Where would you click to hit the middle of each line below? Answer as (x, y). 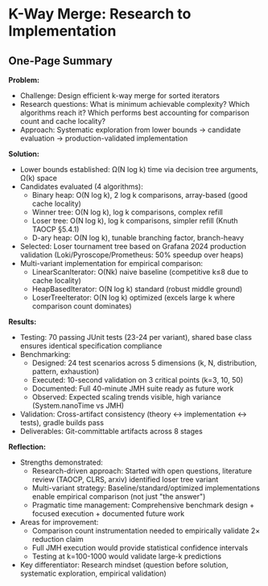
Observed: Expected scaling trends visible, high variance (126, 397)
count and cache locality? (63, 121)
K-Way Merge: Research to (100, 14)
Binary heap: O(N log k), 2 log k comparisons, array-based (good (140, 195)
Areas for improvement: (59, 522)
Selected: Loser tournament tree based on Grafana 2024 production (133, 246)
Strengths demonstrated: (61, 462)
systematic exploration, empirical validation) (93, 573)
